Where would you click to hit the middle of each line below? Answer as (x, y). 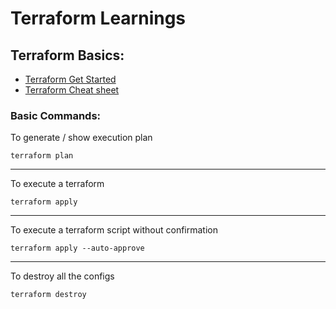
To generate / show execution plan (81, 138)
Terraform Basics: (67, 55)
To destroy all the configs (62, 276)
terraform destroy (48, 295)
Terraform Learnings (98, 18)
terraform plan (42, 156)
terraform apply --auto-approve (77, 248)
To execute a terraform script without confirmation (114, 230)
